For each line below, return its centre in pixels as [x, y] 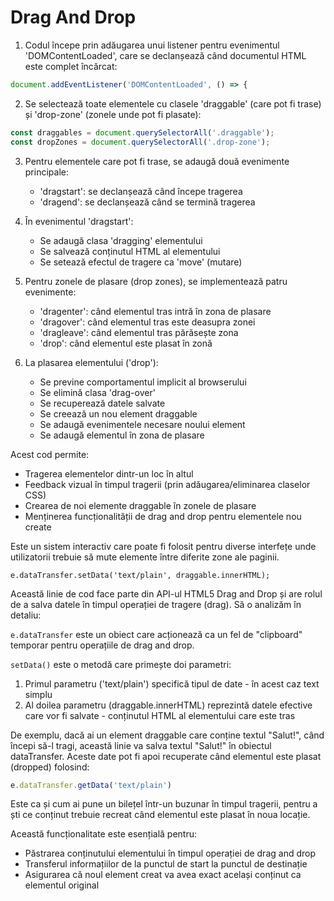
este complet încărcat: [71, 66]
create [38, 527]
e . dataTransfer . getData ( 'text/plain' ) [91, 785]
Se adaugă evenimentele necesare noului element [142, 424]
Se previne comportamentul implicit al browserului [143, 382]
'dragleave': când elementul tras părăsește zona [139, 332]
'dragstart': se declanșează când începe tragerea [141, 191]
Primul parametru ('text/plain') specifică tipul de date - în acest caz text [172, 683]
